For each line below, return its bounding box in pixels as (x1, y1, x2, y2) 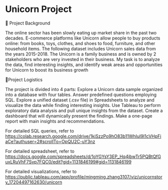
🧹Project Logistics (5, 76, 43, 82)
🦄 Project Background (5, 20, 51, 26)
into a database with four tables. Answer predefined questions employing (5, 91, 157, 97)
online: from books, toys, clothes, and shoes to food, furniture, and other (5, 40, 155, 46)
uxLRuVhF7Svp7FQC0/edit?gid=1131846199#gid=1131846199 (5, 158, 132, 164)
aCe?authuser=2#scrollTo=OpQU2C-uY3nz (5, 138, 95, 144)
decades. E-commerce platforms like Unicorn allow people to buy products (5, 35, 160, 41)
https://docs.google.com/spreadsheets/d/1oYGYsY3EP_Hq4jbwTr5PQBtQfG (5, 153, 161, 159)
